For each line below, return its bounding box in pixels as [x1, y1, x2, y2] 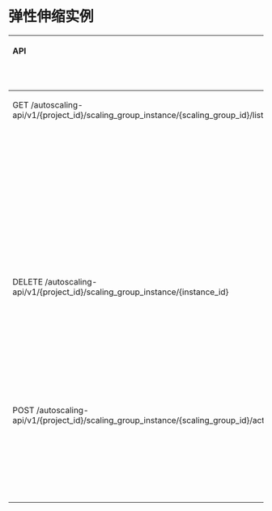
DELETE [12, 276, 43, 287]
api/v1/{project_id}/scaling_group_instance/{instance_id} [12, 286, 229, 298]
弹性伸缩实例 [8, 7, 95, 26]
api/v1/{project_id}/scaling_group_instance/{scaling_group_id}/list [12, 109, 264, 120]
